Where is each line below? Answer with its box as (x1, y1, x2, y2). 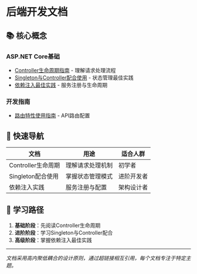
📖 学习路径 (6, 205, 44, 215)
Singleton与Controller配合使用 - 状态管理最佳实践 (14, 74, 134, 81)
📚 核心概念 (6, 31, 47, 41)
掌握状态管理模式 (65, 172, 113, 180)
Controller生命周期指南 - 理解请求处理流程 (14, 66, 116, 73)
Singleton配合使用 (9, 172, 59, 180)
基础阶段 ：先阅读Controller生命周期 (14, 222, 101, 229)
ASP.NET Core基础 (6, 52, 60, 61)
